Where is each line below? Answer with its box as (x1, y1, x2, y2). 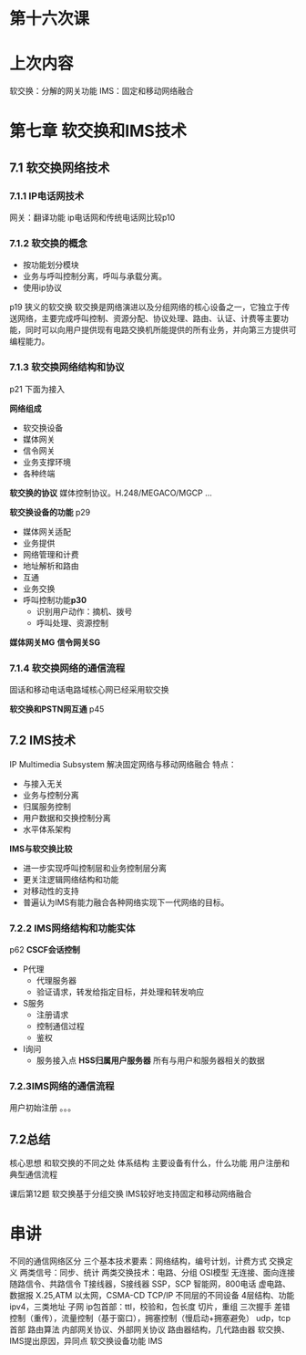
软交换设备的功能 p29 (9, 506, 91, 517)
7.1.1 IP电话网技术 (9, 189, 85, 202)
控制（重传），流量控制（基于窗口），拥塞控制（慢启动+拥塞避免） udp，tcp (9, 1313, 291, 1324)
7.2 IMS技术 (9, 733, 76, 748)
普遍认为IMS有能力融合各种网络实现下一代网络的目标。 (22, 896, 229, 908)
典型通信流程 (9, 1169, 57, 1180)
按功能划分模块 (22, 259, 79, 270)
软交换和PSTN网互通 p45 (9, 704, 105, 714)
